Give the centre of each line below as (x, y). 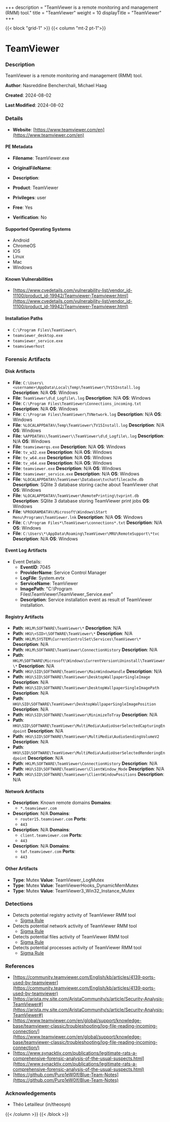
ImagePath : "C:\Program (46, 589)
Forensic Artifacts (28, 359)
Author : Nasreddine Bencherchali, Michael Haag (56, 86)
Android (21, 240)
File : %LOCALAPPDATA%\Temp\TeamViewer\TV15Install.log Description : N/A (89, 425)
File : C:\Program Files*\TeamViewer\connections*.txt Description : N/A (87, 523)
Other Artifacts (22, 868)
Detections (19, 904)
